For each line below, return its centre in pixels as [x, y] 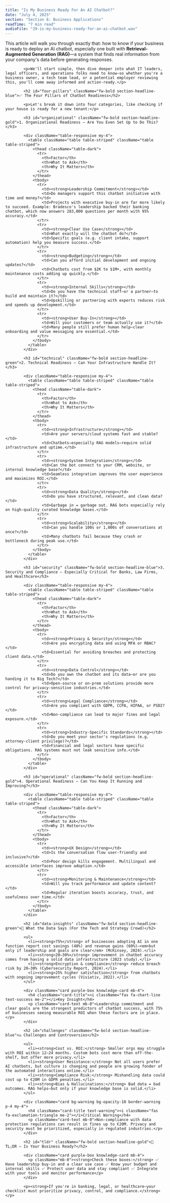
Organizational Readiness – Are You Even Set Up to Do [85, 123]
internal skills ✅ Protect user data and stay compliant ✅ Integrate [81, 1169]
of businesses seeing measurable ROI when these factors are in [75, 1013]
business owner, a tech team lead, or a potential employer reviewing [82, 78]
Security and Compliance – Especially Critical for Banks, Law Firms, [82, 572]
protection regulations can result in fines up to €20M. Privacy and [81, 1124]
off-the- [144, 1053]
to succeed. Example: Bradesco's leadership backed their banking [77, 207]
